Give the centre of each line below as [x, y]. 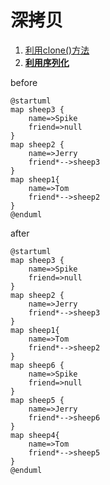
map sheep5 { [37, 400]
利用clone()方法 [57, 50]
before [24, 82]
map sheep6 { [37, 365]
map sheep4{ [35, 435]
